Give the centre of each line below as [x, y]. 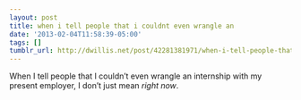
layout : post [34, 17]
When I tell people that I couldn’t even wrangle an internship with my [136, 76]
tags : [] [26, 42]
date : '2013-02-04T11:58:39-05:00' [76, 34]
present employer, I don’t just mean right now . [94, 86]
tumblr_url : [31, 51]
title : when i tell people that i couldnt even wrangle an [122, 26]
